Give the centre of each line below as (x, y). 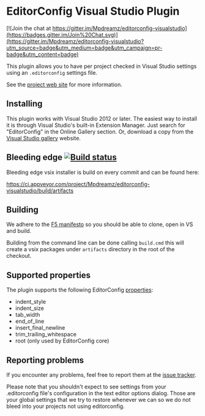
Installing (24, 104)
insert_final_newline (40, 328)
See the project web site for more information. (64, 85)
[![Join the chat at (29, 28)
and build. (19, 231)
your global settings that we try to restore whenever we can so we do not (99, 400)
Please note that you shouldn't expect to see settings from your (86, 387)
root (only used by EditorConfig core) (62, 341)
